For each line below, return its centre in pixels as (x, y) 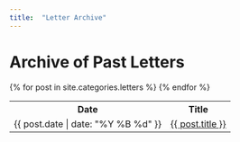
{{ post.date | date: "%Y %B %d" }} (88, 124)
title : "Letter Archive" (58, 18)
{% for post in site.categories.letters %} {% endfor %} (110, 87)
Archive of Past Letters (97, 62)
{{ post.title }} (198, 124)
